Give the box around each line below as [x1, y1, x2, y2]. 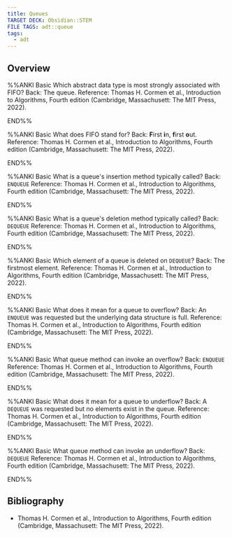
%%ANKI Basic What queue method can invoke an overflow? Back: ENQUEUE [7, 355, 225, 363]
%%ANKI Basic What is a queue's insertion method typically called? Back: [7, 172, 222, 181]
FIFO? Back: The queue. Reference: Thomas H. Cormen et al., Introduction [7, 88, 222, 97]
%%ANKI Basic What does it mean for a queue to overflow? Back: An [7, 305, 207, 314]
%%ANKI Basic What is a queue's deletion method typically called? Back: [7, 214, 219, 223]
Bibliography [7, 495, 64, 508]
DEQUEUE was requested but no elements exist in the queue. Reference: [7, 404, 210, 413]
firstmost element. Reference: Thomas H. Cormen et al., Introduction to [7, 263, 212, 272]
